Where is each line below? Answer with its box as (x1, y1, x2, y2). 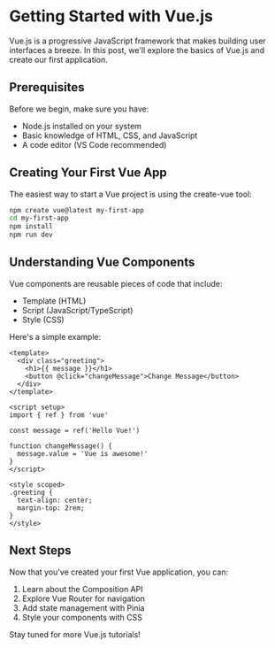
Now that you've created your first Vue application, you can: (9, 567, 228, 577)
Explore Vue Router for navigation (21, 593, 146, 604)
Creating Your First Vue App (9, 166, 168, 181)
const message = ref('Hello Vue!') (9, 426, 141, 435)
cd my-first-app (9, 214, 69, 223)
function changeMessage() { (9, 441, 113, 451)
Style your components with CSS (21, 612, 143, 622)
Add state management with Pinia (21, 602, 145, 613)
